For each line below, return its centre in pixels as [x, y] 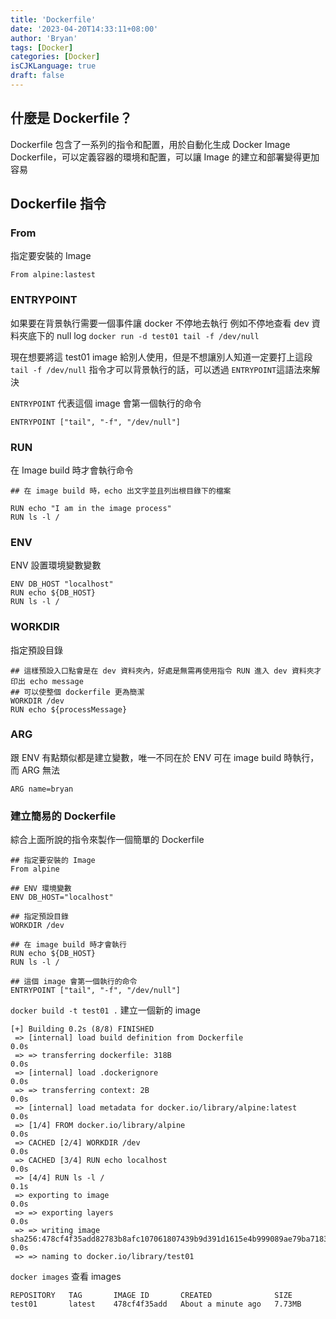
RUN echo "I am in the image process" [91, 508]
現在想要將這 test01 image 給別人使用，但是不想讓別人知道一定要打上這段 [161, 357]
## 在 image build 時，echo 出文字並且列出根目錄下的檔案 [121, 491]
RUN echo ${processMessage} [69, 709]
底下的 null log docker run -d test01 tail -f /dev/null [143, 335]
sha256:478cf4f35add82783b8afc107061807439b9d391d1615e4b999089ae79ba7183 [169, 1239]
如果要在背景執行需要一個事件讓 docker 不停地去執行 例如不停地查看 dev [160, 323]
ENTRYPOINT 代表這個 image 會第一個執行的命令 [106, 403]
